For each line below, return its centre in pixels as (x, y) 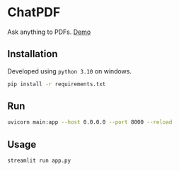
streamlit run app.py (39, 161)
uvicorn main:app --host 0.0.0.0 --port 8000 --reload (90, 122)
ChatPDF (34, 12)
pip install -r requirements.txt (57, 84)
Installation (33, 54)
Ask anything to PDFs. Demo (49, 32)
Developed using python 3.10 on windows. (70, 71)
